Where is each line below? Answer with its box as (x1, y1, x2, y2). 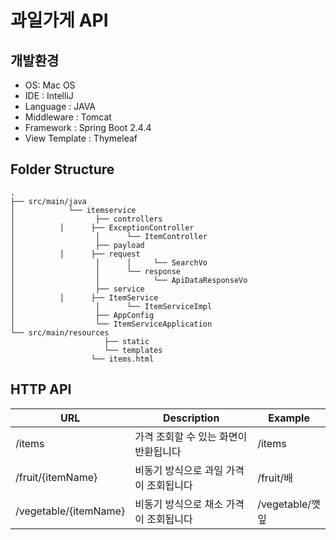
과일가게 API (10, 9, 109, 32)
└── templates (104, 345, 163, 355)
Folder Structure (10, 161, 115, 178)
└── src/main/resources (10, 327, 110, 338)
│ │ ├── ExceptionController (10, 222, 195, 233)
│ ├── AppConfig (10, 310, 155, 320)
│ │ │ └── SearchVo (10, 257, 208, 268)
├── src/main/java (10, 196, 87, 206)
